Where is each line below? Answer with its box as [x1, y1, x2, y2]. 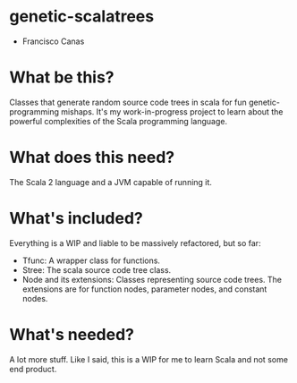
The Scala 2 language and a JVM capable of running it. [9, 176, 213, 187]
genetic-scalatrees [9, 6, 155, 27]
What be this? [9, 67, 115, 88]
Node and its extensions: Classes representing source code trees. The [21, 274, 283, 285]
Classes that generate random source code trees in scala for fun [9, 97, 248, 107]
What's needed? [9, 324, 135, 345]
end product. [9, 363, 57, 374]
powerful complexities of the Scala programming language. [9, 115, 228, 126]
